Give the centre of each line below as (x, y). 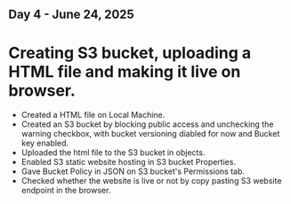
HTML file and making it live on (125, 71)
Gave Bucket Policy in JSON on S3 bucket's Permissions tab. (133, 171)
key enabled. (44, 143)
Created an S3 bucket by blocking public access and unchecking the (147, 124)
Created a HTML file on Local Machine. (93, 115)
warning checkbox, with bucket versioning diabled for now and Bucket (150, 134)
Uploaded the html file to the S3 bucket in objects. (113, 153)
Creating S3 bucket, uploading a (130, 53)
